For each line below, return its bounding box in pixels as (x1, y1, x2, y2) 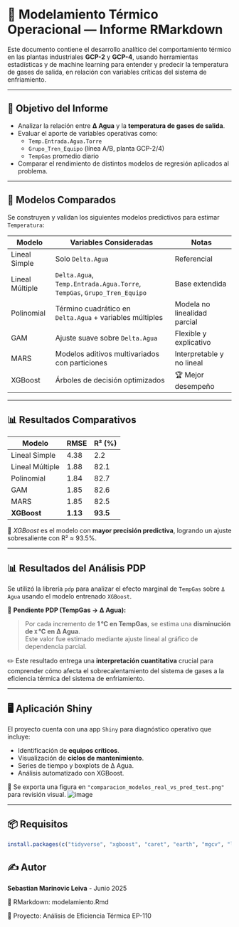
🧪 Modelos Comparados (7, 194, 116, 206)
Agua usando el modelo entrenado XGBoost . (7, 592, 132, 601)
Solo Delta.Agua (55, 254, 109, 264)
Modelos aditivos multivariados (55, 348, 160, 358)
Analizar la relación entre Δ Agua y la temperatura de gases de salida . (17, 121, 225, 130)
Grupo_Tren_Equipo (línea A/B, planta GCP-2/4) (28, 144, 165, 152)
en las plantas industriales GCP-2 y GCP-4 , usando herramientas (7, 53, 198, 61)
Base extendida (174, 279, 227, 289)
